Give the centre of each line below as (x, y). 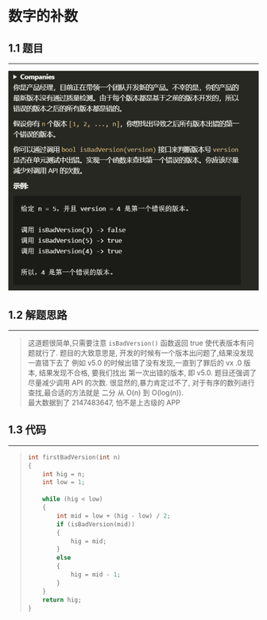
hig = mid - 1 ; (95, 575)
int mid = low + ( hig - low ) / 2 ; (114, 516)
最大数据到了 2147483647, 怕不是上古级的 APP (104, 403)
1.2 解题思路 (38, 315)
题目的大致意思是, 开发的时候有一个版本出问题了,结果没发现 (157, 353)
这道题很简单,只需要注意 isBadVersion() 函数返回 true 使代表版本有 (137, 343)
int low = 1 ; (64, 482)
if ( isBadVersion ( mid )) (96, 524)
